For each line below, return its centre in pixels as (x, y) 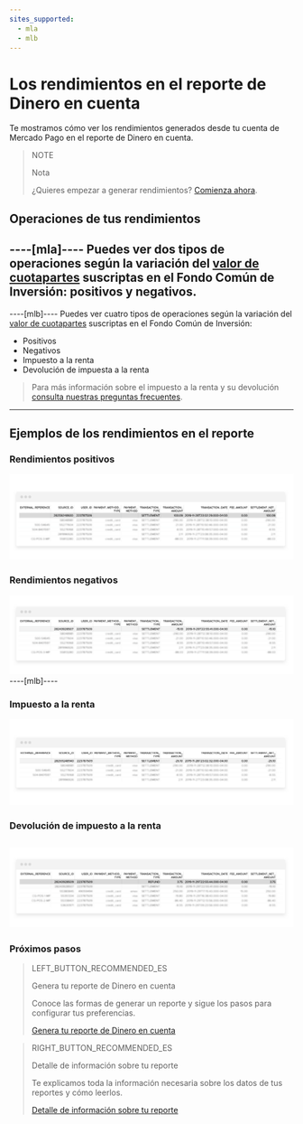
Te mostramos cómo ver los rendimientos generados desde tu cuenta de (144, 128)
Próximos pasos (45, 949)
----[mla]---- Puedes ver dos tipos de (117, 250)
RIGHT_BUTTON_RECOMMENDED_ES (102, 1048)
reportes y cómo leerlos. (77, 1092)
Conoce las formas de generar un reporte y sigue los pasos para (151, 1004)
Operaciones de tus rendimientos (105, 218)
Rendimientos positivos (62, 459)
